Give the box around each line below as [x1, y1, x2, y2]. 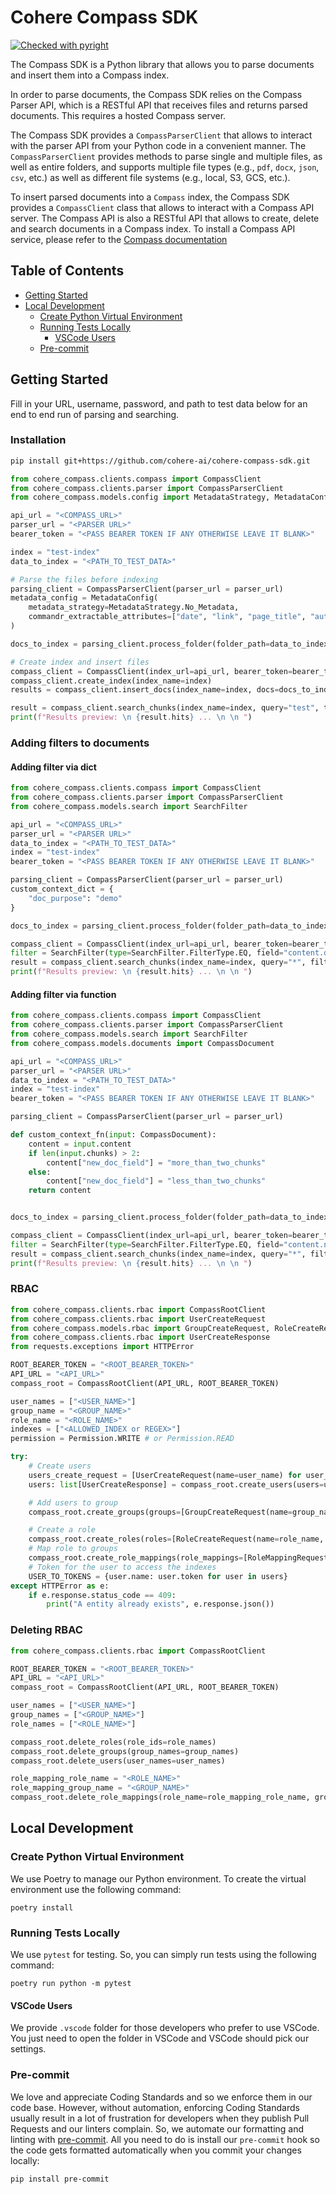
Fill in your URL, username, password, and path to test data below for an [10, 397, 308, 410]
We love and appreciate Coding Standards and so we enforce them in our [10, 2091, 313, 2103]
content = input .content [28, 1139, 132, 1149]
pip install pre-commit [10, 2174, 110, 2184]
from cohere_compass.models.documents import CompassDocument [10, 1038, 275, 1048]
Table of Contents [10, 262, 125, 280]
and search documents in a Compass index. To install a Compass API [10, 222, 296, 235]
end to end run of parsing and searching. [10, 408, 180, 420]
